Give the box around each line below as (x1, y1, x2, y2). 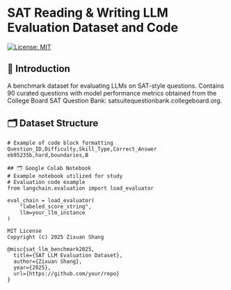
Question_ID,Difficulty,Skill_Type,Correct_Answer (7, 145, 157, 153)
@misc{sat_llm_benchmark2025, (7, 245, 95, 252)
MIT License (7, 227, 42, 234)
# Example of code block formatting (7, 139, 113, 146)
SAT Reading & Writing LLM (7, 5, 168, 21)
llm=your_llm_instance (19, 209, 86, 216)
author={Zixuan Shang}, (13, 258, 82, 265)
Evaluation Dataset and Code (7, 20, 179, 36)
